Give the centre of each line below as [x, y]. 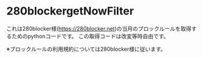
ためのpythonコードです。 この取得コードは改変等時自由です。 [90, 36]
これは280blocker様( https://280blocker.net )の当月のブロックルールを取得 [99, 28]
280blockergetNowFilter [70, 11]
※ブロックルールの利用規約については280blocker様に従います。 [86, 49]
